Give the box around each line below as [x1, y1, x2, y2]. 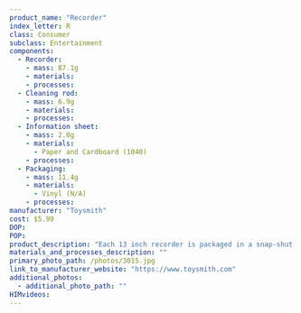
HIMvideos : [9, 290, 51, 299]
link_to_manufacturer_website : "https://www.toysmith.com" [9, 265, 237, 274]
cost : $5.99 [9, 214, 54, 224]
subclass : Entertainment [9, 38, 103, 48]
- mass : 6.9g [25, 97, 75, 106]
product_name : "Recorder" [9, 13, 107, 23]
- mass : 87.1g [25, 64, 79, 73]
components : [9, 47, 54, 56]
